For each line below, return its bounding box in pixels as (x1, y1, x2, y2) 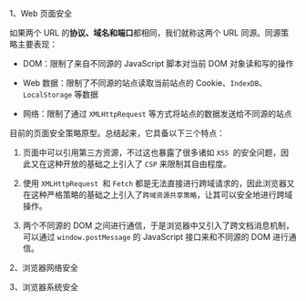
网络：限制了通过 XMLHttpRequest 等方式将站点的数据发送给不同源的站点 (22, 109, 292, 119)
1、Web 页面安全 (9, 8, 73, 18)
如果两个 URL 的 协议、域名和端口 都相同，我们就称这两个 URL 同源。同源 (9, 27, 281, 38)
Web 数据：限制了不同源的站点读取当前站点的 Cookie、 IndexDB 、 (22, 78, 267, 88)
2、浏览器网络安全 (9, 263, 79, 273)
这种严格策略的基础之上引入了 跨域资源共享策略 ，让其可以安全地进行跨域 (30, 190, 293, 200)
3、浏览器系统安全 (9, 282, 79, 292)
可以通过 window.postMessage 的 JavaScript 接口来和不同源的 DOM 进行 (22, 232, 289, 242)
